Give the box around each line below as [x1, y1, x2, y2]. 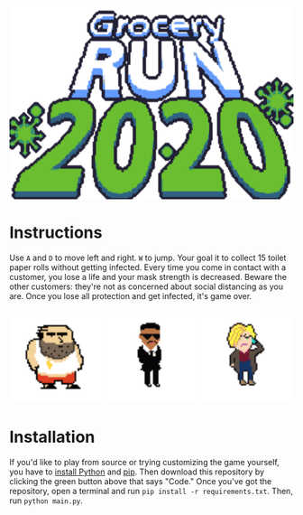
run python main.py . [9, 495, 84, 506]
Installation [9, 427, 96, 447]
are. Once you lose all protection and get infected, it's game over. [9, 290, 252, 301]
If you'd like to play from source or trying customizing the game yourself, [9, 456, 280, 467]
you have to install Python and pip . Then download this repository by [9, 466, 264, 477]
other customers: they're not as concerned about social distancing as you [9, 281, 284, 292]
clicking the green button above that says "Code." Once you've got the [9, 475, 272, 486]
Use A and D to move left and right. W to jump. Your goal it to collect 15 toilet [9, 252, 287, 263]
